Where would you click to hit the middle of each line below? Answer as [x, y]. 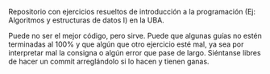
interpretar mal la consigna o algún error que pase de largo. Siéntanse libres [135, 53]
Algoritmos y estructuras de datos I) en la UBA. [87, 20]
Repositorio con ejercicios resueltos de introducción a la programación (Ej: [132, 12]
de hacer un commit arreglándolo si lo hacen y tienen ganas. [109, 61]
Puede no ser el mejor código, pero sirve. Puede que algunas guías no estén [135, 36]
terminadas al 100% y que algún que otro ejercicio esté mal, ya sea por [126, 44]
